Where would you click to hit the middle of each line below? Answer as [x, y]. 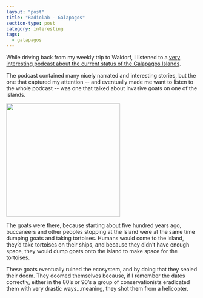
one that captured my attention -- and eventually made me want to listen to [100, 82]
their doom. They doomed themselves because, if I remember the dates [96, 276]
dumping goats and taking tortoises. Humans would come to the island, [95, 238]
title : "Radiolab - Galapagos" [46, 18]
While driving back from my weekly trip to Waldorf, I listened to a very [93, 57]
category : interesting [35, 29]
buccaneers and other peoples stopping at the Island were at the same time [101, 232]
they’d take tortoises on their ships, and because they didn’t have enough [98, 245]
